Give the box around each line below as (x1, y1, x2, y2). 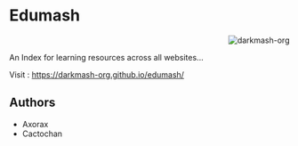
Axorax (21, 118, 49, 129)
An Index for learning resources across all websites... (9, 52, 204, 62)
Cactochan (21, 128, 63, 139)
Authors (9, 95, 56, 110)
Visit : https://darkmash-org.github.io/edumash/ (9, 69, 185, 80)
